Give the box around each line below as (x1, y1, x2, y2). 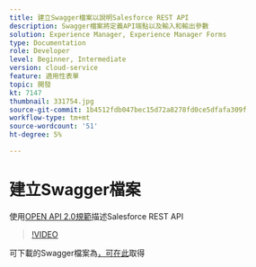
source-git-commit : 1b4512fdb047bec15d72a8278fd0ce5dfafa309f (9, 105, 247, 114)
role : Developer (9, 47, 70, 56)
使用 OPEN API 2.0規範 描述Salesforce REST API (9, 210, 184, 221)
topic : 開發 (9, 80, 51, 89)
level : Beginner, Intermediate (9, 55, 127, 64)
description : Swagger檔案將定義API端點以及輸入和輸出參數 (9, 22, 209, 31)
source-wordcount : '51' (9, 122, 99, 131)
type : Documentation (9, 38, 87, 48)
